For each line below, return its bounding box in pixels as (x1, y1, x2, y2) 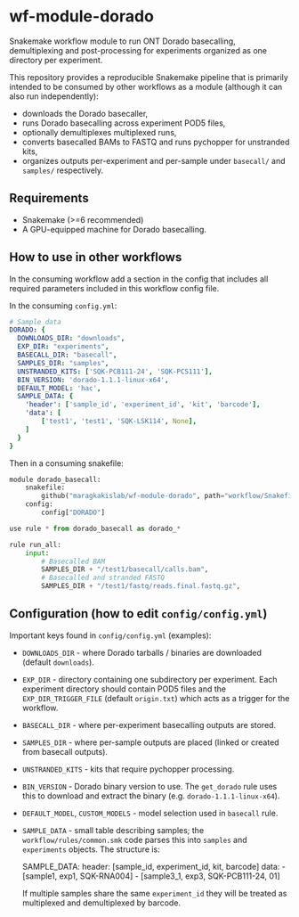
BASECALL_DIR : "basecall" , (17, 350, 117, 360)
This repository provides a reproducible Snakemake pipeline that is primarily (9, 71, 289, 82)
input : (25, 548, 50, 558)
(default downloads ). (21, 657, 95, 667)
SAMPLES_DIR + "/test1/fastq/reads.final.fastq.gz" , (41, 582, 241, 591)
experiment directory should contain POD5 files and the (21, 684, 227, 694)
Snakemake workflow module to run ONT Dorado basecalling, (9, 36, 236, 46)
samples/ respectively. (21, 165, 104, 176)
